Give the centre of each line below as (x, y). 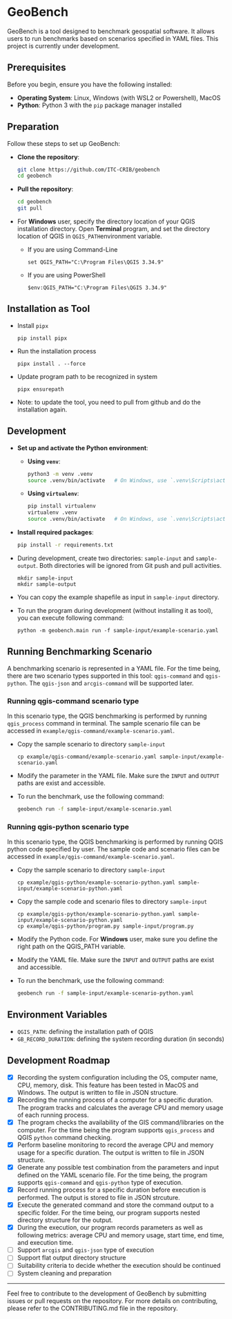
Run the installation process (57, 351)
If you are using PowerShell (66, 275)
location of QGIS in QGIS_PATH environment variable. (89, 237)
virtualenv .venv (52, 513)
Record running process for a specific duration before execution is (112, 1190)
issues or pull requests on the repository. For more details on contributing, (113, 1301)
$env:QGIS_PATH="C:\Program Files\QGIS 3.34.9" (97, 288)
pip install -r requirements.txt (65, 545)
